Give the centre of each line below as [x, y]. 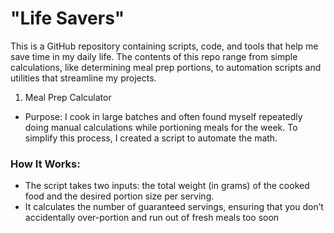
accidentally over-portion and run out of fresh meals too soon [152, 218]
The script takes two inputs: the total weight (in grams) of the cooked [167, 186]
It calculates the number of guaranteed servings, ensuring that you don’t [174, 207]
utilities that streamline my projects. [83, 78]
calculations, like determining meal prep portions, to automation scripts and [166, 67]
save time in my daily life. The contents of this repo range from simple [154, 56]
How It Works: [45, 164]
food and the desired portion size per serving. [119, 196]
